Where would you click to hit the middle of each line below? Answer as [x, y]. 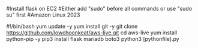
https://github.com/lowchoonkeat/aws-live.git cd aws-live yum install [92, 33]
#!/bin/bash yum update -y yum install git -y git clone [72, 26]
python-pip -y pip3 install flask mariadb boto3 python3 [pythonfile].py [93, 39]
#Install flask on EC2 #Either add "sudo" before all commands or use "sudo [99, 9]
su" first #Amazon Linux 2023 [43, 15]
